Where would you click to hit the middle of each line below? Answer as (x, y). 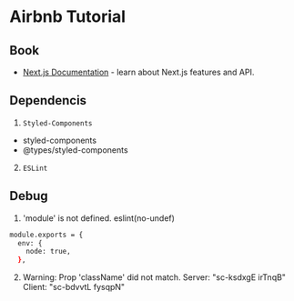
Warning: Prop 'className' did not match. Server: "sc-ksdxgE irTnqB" (154, 277)
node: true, (48, 252)
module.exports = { (46, 235)
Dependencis (48, 100)
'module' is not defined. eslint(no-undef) (99, 218)
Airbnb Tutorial (67, 17)
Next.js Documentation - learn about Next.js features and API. (138, 72)
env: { (30, 243)
